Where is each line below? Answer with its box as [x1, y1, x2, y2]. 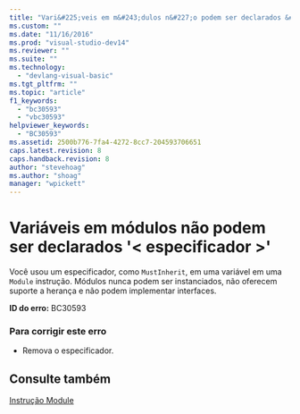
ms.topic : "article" [9, 88, 87, 97]
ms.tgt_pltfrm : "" [9, 80, 78, 89]
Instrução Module [9, 395, 74, 406]
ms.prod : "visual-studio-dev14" [9, 38, 129, 47]
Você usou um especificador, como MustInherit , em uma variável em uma [9, 266, 283, 277]
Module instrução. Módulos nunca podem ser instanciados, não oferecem [9, 276, 278, 287]
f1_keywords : [9, 96, 58, 106]
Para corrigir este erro [9, 325, 107, 337]
